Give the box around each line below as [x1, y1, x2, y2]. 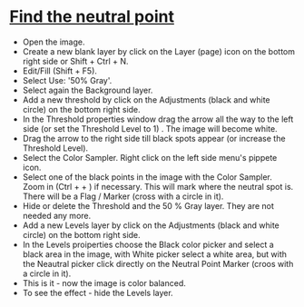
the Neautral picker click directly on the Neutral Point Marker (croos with [22, 258, 294, 269]
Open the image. [22, 36, 85, 47]
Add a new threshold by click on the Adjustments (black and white [22, 94, 270, 105]
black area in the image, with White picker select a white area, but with [22, 248, 288, 260]
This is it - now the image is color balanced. [22, 277, 186, 288]
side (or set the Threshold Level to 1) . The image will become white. [22, 123, 279, 134]
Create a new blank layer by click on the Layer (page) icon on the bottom [22, 45, 295, 56]
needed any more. [22, 210, 92, 221]
